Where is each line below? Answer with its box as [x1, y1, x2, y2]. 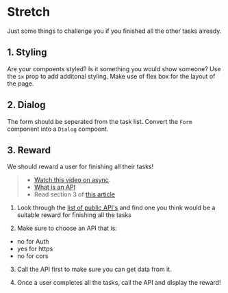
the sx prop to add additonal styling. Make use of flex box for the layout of [7, 72, 216, 80]
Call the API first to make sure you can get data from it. [16, 265, 173, 274]
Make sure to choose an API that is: [16, 224, 118, 233]
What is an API [34, 183, 76, 192]
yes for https [16, 244, 53, 253]
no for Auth [16, 238, 49, 246]
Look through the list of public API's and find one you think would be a [16, 203, 216, 212]
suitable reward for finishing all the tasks [16, 211, 132, 219]
